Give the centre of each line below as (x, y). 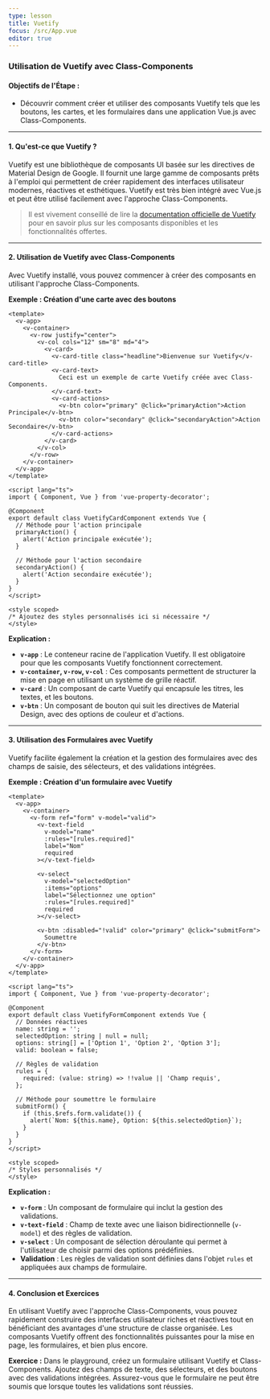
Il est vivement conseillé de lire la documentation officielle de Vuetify (142, 214)
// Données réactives (52, 1022)
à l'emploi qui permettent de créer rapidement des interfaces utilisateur (126, 181)
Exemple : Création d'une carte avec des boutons (92, 299)
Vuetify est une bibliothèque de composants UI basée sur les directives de (132, 164)
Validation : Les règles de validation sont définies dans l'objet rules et (136, 1258)
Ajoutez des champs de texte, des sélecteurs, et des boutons (156, 1369)
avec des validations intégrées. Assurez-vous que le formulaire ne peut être (134, 1378)
